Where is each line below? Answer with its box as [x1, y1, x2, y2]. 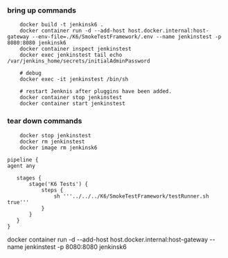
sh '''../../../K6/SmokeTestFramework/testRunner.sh [53, 193, 209, 200]
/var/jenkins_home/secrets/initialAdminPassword [7, 58, 150, 64]
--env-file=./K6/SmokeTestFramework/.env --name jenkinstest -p [32, 33, 222, 40]
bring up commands [7, 6, 76, 15]
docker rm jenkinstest [19, 138, 85, 145]
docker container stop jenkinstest [19, 94, 123, 101]
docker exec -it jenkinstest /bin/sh [19, 76, 129, 83]
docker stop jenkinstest [19, 132, 91, 139]
